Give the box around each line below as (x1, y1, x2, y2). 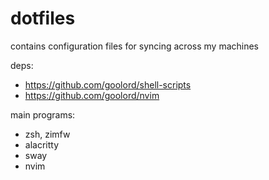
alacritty (24, 138, 60, 151)
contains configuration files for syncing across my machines (10, 40, 259, 52)
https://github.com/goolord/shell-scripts (24, 78, 192, 91)
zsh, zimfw (24, 128, 71, 140)
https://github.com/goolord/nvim (24, 89, 160, 101)
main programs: (10, 108, 76, 121)
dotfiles (10, 7, 76, 30)
